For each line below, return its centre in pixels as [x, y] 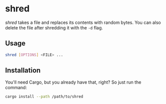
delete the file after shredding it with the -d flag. [54, 27]
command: [16, 88]
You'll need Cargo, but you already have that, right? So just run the [73, 82]
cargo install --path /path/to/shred [44, 97]
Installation [23, 70]
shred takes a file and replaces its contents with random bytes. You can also [83, 22]
